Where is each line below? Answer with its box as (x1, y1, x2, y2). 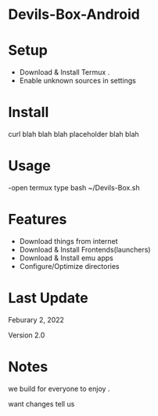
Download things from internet (19, 236, 119, 245)
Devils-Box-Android (8, 6, 141, 24)
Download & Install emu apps (19, 253, 113, 263)
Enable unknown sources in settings (19, 76, 137, 86)
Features (8, 211, 67, 229)
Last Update (8, 289, 88, 307)
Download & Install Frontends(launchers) (19, 245, 151, 254)
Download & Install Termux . (19, 68, 110, 77)
